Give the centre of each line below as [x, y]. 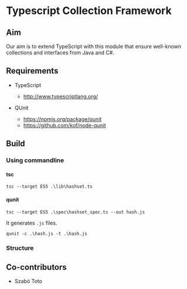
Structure [20, 248]
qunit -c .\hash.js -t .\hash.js [47, 233]
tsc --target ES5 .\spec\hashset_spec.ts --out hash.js [75, 212]
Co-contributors [37, 267]
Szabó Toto [28, 281]
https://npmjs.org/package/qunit [63, 119]
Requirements [32, 71]
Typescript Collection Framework [89, 11]
